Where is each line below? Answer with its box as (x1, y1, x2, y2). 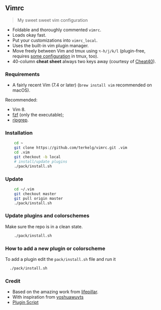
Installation (5, 129, 33, 136)
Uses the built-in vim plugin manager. (12, 42, 89, 49)
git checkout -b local (14, 155, 61, 160)
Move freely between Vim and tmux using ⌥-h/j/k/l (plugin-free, (12, 48, 146, 54)
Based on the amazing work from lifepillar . (12, 289, 99, 295)
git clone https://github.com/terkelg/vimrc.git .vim (14, 145, 127, 150)
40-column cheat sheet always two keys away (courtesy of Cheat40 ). (12, 58, 156, 64)
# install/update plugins (14, 159, 68, 164)
